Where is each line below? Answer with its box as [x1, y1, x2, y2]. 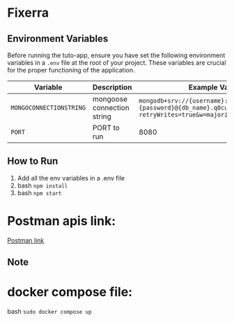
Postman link [7, 236, 45, 245]
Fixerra [7, 5, 49, 21]
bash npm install [17, 181, 68, 190]
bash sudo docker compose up [7, 307, 92, 316]
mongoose [92, 94, 127, 104]
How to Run [7, 155, 58, 167]
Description [92, 82, 132, 92]
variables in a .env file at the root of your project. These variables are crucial [7, 59, 226, 67]
